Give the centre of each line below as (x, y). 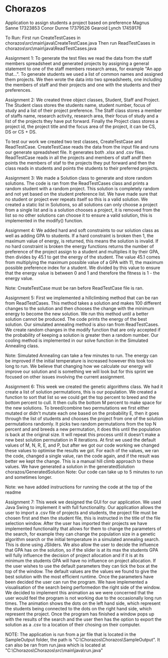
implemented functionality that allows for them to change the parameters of (83, 529)
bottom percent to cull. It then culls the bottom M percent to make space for (83, 403)
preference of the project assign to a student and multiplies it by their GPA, (82, 251)
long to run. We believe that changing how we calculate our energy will (78, 366)
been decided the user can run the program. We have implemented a (76, 582)
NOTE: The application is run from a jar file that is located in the (71, 634)
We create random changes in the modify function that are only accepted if (83, 330)
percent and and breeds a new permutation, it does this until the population (83, 429)
